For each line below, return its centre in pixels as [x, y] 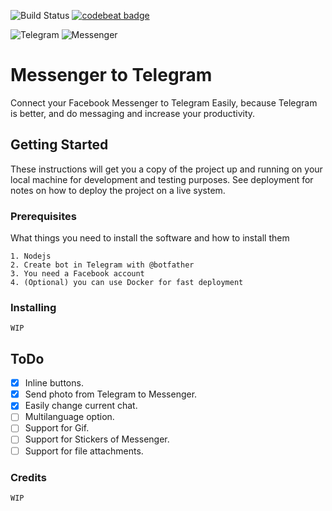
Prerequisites [43, 216]
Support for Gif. [57, 428]
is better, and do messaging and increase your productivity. [133, 113]
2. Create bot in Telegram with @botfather [102, 265]
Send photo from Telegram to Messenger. [111, 394]
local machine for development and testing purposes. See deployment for [162, 179]
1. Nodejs [31, 256]
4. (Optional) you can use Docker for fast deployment [127, 283]
